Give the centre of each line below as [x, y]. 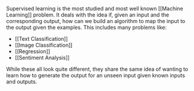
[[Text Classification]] [41, 39]
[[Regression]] [32, 51]
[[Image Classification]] [43, 45]
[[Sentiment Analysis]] [42, 58]
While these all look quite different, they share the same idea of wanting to [97, 69]
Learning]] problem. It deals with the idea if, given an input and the [88, 15]
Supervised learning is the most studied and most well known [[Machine [95, 9]
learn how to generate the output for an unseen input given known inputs [96, 75]
